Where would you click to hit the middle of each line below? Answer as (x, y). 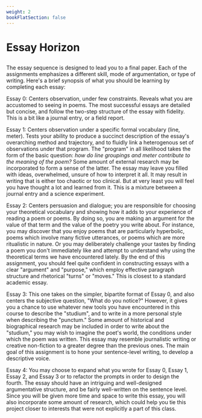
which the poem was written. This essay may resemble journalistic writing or (101, 339)
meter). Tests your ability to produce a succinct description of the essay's (98, 136)
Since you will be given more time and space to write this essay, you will (96, 396)
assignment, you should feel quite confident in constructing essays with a (98, 263)
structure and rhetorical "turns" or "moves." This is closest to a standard (96, 276)
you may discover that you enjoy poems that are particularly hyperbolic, (96, 231)
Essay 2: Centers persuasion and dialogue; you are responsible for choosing (101, 205)
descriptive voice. (28, 358)
